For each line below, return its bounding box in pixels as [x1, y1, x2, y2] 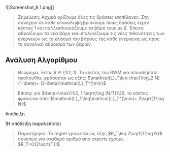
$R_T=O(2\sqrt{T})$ [17, 141, 60, 147]
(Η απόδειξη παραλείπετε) [5, 120, 61, 127]
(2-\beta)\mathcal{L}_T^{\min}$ [40, 80, 107, 86]
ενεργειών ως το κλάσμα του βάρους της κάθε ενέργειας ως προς [17, 36, 160, 42]
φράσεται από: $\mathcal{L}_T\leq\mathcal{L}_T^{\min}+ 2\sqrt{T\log [17, 95, 164, 101]
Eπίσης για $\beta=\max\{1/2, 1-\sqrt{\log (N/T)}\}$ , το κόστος [17, 90, 148, 96]
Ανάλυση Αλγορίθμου [5, 56, 78, 65]
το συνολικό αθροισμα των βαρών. [17, 41, 92, 47]
